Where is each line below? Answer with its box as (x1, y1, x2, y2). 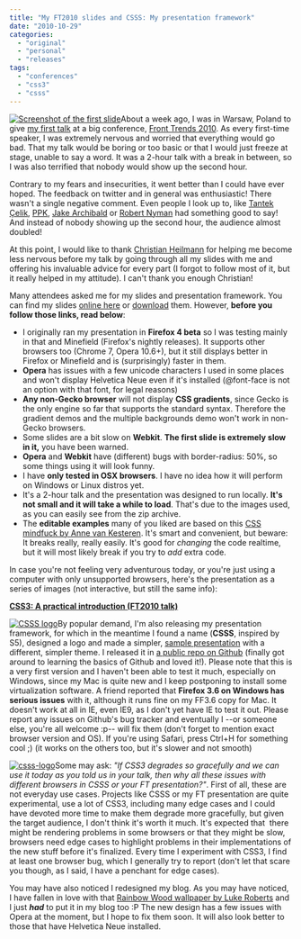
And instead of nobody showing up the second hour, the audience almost (9, 217, 281, 228)
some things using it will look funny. (22, 460, 155, 471)
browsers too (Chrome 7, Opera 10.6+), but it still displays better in (22, 346, 268, 357)
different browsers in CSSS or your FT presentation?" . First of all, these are (9, 779, 288, 790)
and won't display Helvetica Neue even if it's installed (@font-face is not (22, 375, 290, 385)
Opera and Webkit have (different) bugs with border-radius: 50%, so (22, 451, 278, 462)
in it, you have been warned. (22, 441, 128, 452)
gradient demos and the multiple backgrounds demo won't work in (22, 412, 270, 423)
